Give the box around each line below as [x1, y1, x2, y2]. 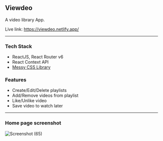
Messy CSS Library [12, 64, 51, 70]
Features [5, 76, 27, 83]
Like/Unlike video [12, 98, 47, 104]
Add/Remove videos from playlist [12, 92, 79, 99]
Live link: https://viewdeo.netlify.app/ [5, 26, 79, 32]
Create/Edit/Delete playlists [12, 88, 67, 93]
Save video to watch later [12, 103, 63, 109]
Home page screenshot [5, 120, 62, 126]
